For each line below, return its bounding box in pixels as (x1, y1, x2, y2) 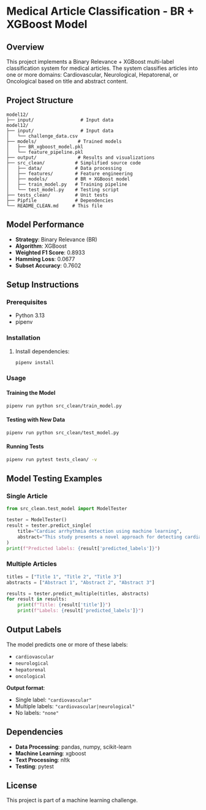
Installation (6, 334, 41, 342)
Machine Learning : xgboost (15, 749, 86, 757)
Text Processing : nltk (15, 756, 71, 763)
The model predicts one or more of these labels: (6, 641, 128, 648)
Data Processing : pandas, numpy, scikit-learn (15, 743, 132, 751)
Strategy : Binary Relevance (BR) (15, 235, 97, 243)
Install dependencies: (15, 348, 70, 355)
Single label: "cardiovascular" (15, 696, 92, 703)
